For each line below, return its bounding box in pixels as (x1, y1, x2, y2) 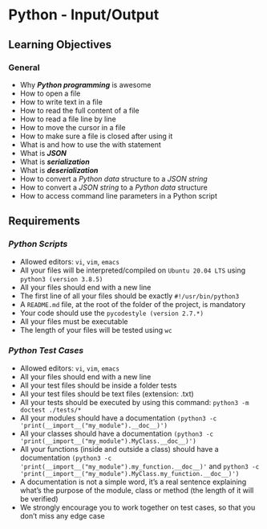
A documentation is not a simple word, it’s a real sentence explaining (19, 477, 247, 486)
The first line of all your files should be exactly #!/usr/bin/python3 (19, 291, 240, 301)
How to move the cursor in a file (19, 122, 126, 132)
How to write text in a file (19, 96, 103, 106)
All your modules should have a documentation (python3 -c (19, 412, 217, 423)
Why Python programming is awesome (19, 80, 152, 89)
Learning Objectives (8, 38, 112, 51)
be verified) (19, 494, 59, 503)
